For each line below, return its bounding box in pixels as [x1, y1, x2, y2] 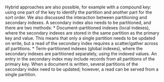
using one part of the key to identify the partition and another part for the [5, 9, 152, 15]
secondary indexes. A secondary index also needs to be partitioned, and [5, 20, 152, 25]
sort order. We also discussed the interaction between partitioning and [5, 15, 147, 20]
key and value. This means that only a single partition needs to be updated [5, 35, 156, 41]
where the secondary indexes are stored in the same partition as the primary [5, 30, 160, 36]
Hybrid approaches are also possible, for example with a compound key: [5, 4, 152, 10]
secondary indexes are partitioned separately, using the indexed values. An [5, 51, 157, 57]
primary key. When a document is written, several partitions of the [5, 61, 139, 67]
